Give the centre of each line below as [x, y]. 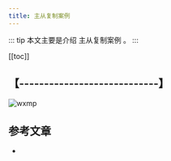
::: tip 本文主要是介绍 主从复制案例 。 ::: [74, 40]
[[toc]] [19, 56]
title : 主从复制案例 [39, 16]
